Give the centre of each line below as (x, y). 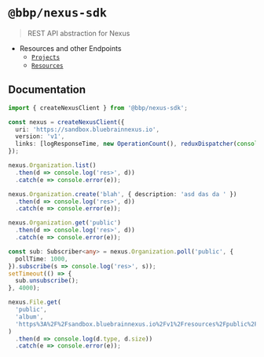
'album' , (29, 317)
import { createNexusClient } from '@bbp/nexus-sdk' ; (98, 107)
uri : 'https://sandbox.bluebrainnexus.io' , (87, 129)
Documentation (47, 90)
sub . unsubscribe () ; (47, 281)
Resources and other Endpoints (70, 48)
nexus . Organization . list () (52, 166)
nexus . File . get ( (35, 302)
